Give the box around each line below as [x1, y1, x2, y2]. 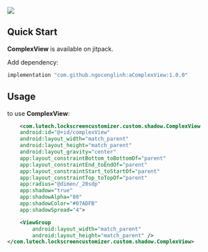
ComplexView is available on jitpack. [7, 44, 113, 53]
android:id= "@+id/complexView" [19, 129, 111, 136]
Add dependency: [7, 58, 59, 66]
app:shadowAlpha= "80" [19, 194, 82, 201]
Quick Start [7, 26, 58, 38]
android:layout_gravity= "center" [19, 149, 117, 156]
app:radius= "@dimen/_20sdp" [19, 180, 101, 187]
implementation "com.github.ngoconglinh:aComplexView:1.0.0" [7, 72, 189, 78]
